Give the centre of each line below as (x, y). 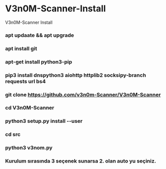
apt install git (21, 49)
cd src (13, 134)
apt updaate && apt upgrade (40, 35)
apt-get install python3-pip (39, 61)
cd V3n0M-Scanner (30, 108)
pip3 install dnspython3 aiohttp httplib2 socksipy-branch (76, 75)
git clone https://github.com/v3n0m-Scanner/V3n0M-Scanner (83, 95)
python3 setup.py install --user (44, 121)
